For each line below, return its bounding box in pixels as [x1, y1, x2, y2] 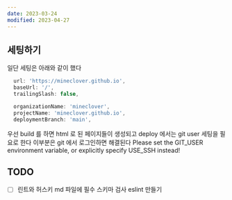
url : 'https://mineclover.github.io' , [13, 78, 126, 85]
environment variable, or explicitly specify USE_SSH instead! [7, 146, 181, 154]
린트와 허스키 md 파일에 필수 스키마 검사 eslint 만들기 [17, 185, 163, 194]
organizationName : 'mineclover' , [13, 103, 110, 110]
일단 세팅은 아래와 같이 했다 [7, 64, 82, 72]
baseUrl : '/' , [13, 84, 54, 91]
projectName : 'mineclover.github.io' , [13, 109, 126, 117]
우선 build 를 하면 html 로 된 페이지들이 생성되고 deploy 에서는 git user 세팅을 [7, 129, 219, 137]
